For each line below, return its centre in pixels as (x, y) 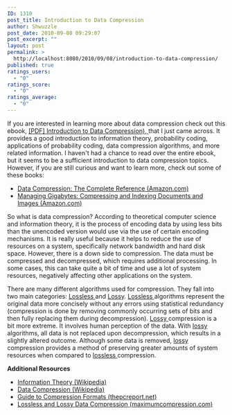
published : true (30, 65)
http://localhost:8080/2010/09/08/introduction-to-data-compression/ (116, 59)
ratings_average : (32, 98)
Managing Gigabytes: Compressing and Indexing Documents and (110, 195)
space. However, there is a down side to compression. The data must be (110, 253)
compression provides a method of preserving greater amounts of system (113, 348)
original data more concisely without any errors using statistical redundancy (115, 303)
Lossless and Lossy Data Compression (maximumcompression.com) (115, 404)
